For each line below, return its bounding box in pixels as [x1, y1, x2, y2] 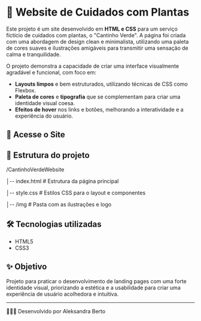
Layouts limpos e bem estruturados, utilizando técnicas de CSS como [14, 80, 188, 88]
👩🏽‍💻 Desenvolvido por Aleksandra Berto [6, 307, 106, 314]
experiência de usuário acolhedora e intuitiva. [6, 290, 119, 298]
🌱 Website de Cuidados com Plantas [6, 5, 190, 19]
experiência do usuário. [14, 112, 74, 119]
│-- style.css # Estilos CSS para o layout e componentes [6, 189, 146, 197]
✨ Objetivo [6, 262, 47, 272]
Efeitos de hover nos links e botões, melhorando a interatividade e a [14, 106, 184, 113]
